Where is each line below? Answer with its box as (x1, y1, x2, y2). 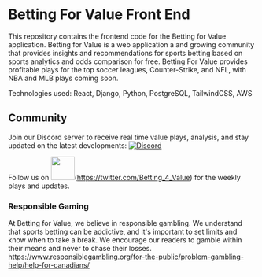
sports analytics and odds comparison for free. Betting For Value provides (8, 57, 248, 66)
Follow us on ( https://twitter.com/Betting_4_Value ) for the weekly (8, 172, 242, 182)
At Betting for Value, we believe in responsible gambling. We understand (8, 219, 242, 228)
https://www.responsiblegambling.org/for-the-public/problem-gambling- (8, 252, 244, 261)
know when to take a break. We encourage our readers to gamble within (8, 235, 242, 245)
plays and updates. (8, 181, 70, 190)
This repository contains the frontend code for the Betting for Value (8, 31, 227, 41)
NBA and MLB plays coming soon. (8, 73, 119, 83)
